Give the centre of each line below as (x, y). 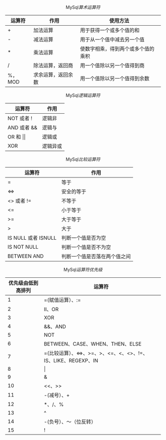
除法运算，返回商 (53, 66)
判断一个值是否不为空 (86, 247)
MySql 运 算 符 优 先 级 (83, 269)
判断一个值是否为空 (84, 238)
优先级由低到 (23, 283)
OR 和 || (17, 137)
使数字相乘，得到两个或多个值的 (117, 49)
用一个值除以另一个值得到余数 (115, 78)
